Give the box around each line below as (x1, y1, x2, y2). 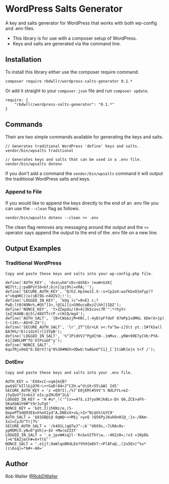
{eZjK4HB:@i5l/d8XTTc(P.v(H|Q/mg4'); (5, 311, 85, 316)
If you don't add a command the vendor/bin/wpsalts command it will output (5, 170, 163, 176)
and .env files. (5, 25, 35, 31)
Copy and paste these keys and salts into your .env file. (5, 370, 133, 375)
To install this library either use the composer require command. (5, 69, 140, 75)
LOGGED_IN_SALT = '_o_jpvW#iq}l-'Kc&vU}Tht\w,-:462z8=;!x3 (5, 432, 133, 438)
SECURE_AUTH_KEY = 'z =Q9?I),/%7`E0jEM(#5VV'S (5, 388, 106, 393)
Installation (5, 55, 42, 64)
